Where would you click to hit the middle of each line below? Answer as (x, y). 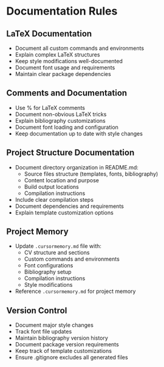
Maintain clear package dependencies (63, 74)
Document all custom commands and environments (80, 48)
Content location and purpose (61, 180)
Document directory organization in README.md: (77, 167)
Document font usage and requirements (65, 67)
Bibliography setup (48, 272)
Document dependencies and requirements (70, 206)
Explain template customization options (64, 212)
